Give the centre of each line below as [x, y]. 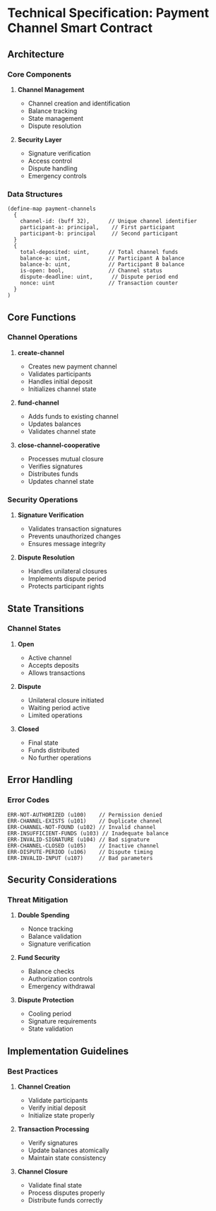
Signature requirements [62, 1021]
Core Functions [42, 317]
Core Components [40, 74]
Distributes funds [53, 474]
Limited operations [55, 715]
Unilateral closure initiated [66, 700]
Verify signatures [53, 1142]
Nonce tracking [50, 929]
